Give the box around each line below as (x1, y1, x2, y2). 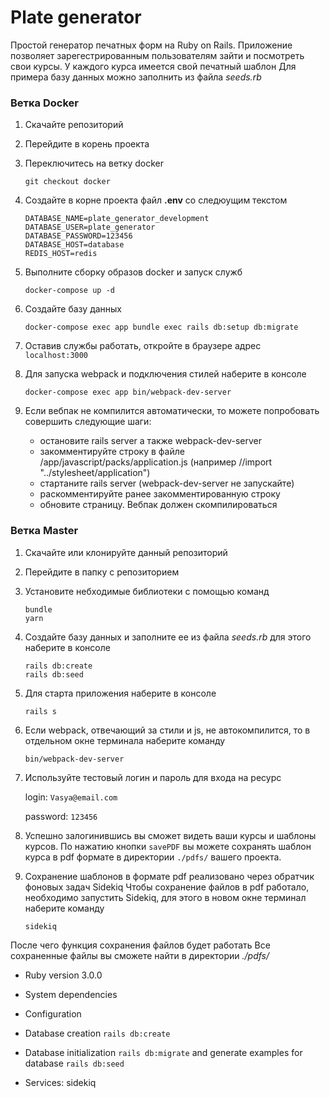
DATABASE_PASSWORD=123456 (24, 231, 133, 241)
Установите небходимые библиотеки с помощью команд (24, 585, 270, 597)
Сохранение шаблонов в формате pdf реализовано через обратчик (24, 870, 315, 882)
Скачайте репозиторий (24, 119, 124, 131)
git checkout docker (24, 177, 111, 187)
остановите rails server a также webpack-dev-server (39, 435, 262, 447)
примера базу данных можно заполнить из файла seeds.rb (10, 71, 262, 83)
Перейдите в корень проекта (24, 138, 150, 150)
